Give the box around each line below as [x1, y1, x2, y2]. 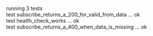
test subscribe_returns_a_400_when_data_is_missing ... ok [6, 23, 147, 30]
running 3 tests [6, 5, 43, 12]
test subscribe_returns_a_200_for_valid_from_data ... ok [6, 11, 140, 18]
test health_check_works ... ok [6, 17, 79, 24]
